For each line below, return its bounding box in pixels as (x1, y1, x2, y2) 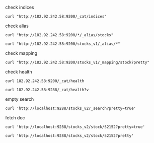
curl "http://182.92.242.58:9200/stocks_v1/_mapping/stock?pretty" (5, 60, 150, 65)
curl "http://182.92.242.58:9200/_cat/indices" (5, 14, 107, 19)
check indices (5, 5, 34, 10)
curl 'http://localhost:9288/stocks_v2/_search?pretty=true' (5, 106, 136, 111)
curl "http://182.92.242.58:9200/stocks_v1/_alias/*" (5, 41, 121, 46)
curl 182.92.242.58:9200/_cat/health (5, 79, 85, 84)
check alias (5, 23, 29, 29)
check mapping (5, 50, 38, 56)
